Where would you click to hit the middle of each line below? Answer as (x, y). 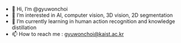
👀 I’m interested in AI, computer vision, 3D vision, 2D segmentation (92, 15)
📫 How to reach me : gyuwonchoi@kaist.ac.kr (68, 34)
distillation (24, 27)
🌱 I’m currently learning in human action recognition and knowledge (93, 21)
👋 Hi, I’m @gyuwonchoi (40, 9)
